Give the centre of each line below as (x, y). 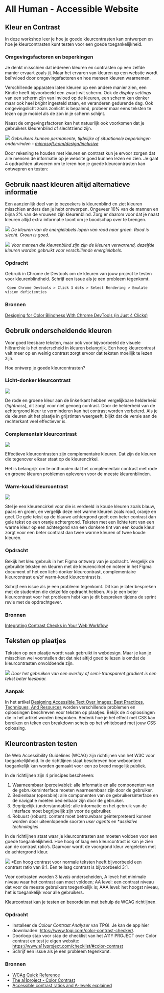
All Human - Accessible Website (72, 9)
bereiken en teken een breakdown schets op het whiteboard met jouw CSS (81, 723)
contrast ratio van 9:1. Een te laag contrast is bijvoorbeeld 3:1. (67, 867)
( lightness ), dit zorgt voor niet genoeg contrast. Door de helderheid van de (80, 405)
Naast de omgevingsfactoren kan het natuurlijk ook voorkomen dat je (75, 123)
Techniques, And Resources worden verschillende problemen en (70, 707)
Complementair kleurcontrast (41, 434)
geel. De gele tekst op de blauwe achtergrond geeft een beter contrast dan (81, 517)
